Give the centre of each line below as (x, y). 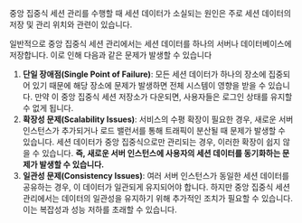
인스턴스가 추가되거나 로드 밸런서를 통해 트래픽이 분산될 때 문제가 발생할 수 (154, 130)
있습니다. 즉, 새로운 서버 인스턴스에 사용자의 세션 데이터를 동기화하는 (161, 153)
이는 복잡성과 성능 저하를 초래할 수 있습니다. (100, 209)
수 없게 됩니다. (48, 108)
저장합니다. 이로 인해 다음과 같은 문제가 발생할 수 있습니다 (111, 55)
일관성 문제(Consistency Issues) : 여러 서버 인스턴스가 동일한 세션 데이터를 (156, 176)
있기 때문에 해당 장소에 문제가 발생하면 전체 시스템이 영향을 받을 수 (149, 85)
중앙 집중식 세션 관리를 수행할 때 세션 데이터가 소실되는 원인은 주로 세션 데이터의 (151, 13)
